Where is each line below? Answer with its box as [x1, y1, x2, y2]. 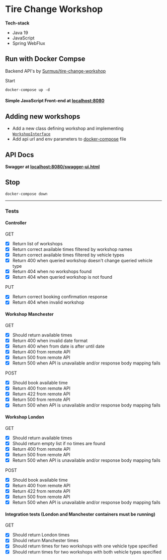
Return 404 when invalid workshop [12, 299, 84, 305]
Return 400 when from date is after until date [12, 343, 105, 349]
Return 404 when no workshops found [12, 268, 92, 275]
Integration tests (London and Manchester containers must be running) [5, 511, 156, 517]
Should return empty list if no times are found [12, 440, 105, 446]
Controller [5, 220, 27, 226]
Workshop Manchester [5, 311, 54, 317]
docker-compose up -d [5, 87, 50, 92]
